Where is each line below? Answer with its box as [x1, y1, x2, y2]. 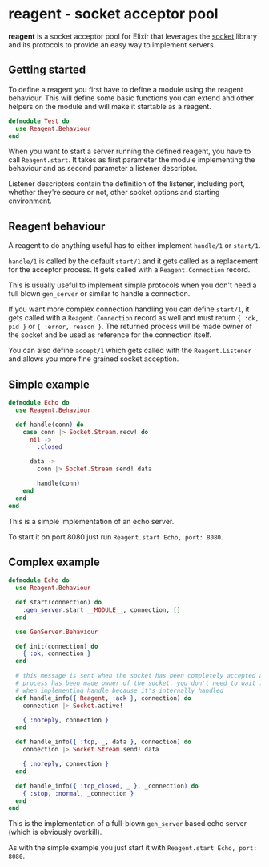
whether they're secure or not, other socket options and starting [8, 188, 220, 197]
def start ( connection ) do [15, 599, 102, 607]
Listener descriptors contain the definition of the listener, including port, [8, 179, 246, 189]
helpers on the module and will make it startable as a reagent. [8, 101, 212, 111]
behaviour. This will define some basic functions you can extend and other [8, 93, 255, 103]
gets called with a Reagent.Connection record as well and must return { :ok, [8, 313, 259, 323]
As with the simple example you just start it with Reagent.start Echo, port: [8, 843, 258, 853]
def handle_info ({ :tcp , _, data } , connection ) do [15, 738, 192, 747]
